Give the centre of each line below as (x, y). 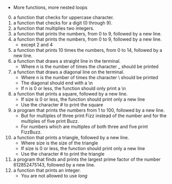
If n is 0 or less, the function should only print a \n (73, 88)
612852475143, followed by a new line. (54, 165)
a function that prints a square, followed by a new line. (70, 94)
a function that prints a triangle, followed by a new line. (71, 137)
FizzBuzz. (31, 132)
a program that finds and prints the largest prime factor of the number (87, 159)
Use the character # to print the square (62, 105)
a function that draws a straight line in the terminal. (67, 61)
